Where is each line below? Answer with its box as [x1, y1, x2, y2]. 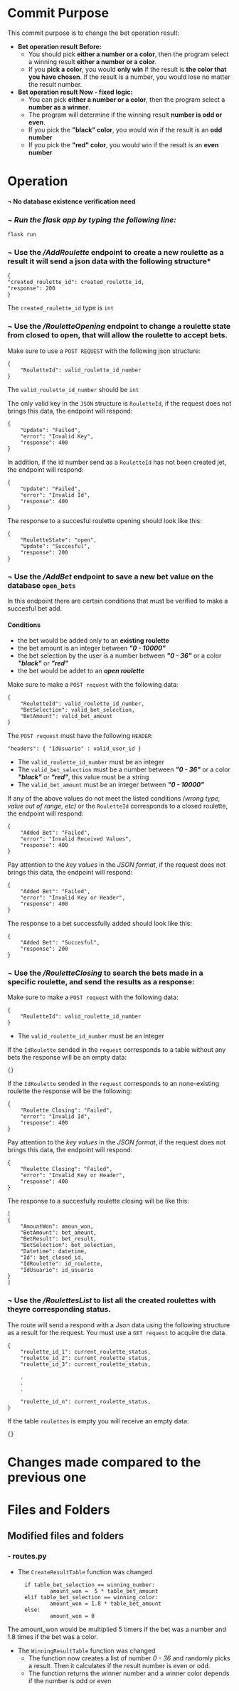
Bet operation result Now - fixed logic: [17, 88, 133, 96]
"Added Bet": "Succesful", [20, 939, 100, 947]
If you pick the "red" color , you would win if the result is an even [28, 140, 219, 149]
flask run [7, 231, 37, 238]
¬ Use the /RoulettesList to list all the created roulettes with [7, 1295, 216, 1305]
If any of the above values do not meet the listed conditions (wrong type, [7, 794, 221, 803]
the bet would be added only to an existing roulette [17, 636, 169, 645]
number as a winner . [28, 102, 90, 111]
